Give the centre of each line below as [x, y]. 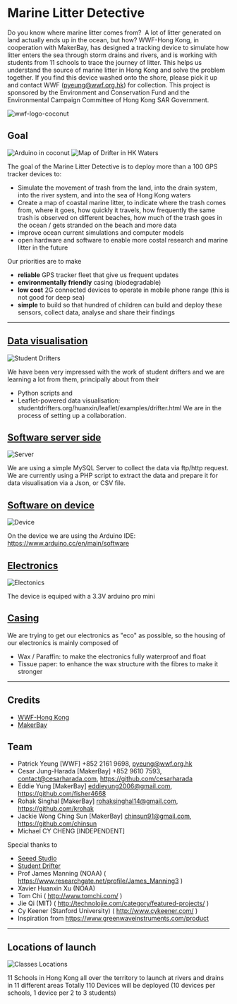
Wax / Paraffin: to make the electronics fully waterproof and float [111, 656]
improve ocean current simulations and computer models [101, 232]
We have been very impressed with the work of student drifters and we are [116, 372]
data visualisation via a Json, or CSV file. [66, 483]
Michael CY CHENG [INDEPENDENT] [71, 831]
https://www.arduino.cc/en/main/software [68, 544]
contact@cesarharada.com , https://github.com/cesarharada [105, 779]
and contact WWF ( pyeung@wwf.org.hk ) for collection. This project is [109, 85]
